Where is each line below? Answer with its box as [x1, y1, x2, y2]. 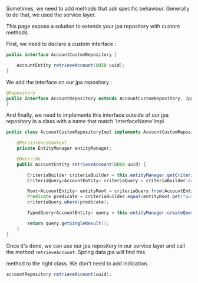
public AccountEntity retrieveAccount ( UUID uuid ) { [16, 162, 146, 167]
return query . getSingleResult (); [27, 221, 110, 226]
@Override [16, 156, 41, 162]
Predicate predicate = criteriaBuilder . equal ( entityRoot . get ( [27, 194, 183, 200]
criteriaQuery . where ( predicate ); [27, 199, 110, 205]
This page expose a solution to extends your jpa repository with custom [6, 23, 180, 29]
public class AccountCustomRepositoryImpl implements [6, 129, 141, 135]
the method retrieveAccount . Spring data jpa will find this [6, 248, 146, 255]
